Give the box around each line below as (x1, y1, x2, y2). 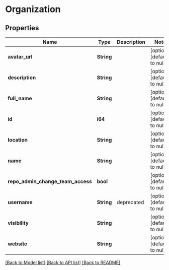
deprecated (116, 199, 144, 206)
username (8, 199, 33, 206)
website (8, 240, 28, 247)
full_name (8, 95, 32, 102)
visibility (8, 220, 29, 226)
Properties (5, 24, 39, 32)
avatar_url (8, 53, 33, 60)
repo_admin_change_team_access (8, 178, 92, 185)
